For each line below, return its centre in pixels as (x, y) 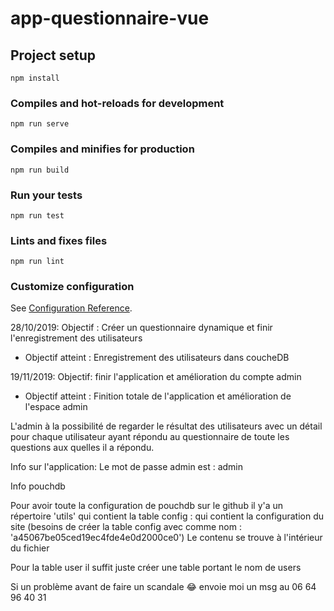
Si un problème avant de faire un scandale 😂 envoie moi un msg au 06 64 (163, 587)
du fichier (30, 548)
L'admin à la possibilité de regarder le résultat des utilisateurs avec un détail (166, 426)
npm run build (40, 170)
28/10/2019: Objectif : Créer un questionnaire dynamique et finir (141, 328)
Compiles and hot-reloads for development (117, 103)
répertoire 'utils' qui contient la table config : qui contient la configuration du (167, 516)
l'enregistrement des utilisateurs (76, 338)
